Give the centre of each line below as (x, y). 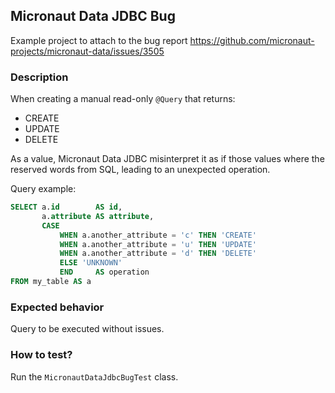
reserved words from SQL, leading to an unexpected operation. (140, 170)
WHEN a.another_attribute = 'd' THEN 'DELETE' (158, 254)
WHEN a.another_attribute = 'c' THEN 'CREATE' (158, 235)
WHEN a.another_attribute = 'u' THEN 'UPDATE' (158, 244)
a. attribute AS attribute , (98, 216)
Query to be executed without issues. (87, 329)
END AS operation (104, 272)
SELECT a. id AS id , (66, 207)
